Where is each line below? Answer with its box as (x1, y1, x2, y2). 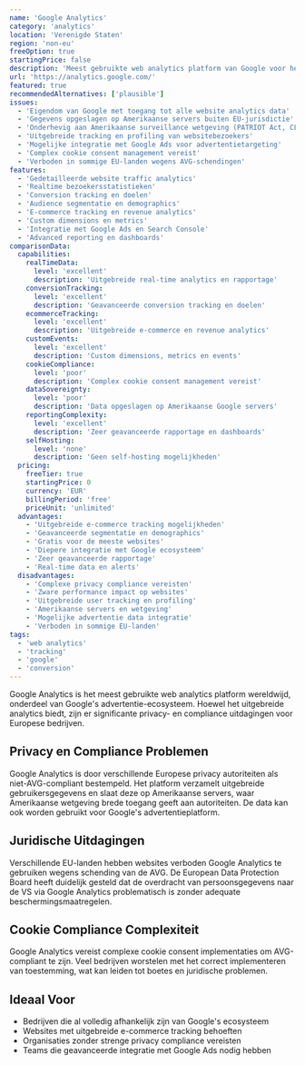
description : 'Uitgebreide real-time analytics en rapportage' (33, 275, 279, 284)
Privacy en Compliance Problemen (9, 744, 209, 760)
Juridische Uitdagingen (9, 833, 145, 849)
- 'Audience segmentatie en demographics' (17, 199, 181, 209)
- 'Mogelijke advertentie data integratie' (25, 613, 193, 622)
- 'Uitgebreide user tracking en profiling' (25, 596, 197, 605)
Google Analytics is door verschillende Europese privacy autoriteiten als (9, 768, 279, 779)
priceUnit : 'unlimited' (25, 503, 116, 513)
